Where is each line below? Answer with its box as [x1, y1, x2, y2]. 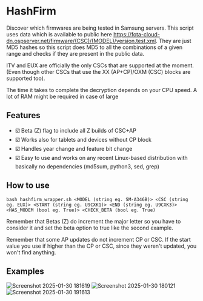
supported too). [6, 74, 45, 82]
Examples [6, 266, 44, 276]
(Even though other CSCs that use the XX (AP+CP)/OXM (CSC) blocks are [6, 68, 191, 75]
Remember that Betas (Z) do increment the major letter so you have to [6, 217, 181, 225]
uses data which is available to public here [6, 30, 112, 38]
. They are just [155, 37, 192, 44]
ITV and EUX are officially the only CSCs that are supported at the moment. [6, 62, 194, 69]
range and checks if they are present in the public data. [6, 50, 145, 57]
